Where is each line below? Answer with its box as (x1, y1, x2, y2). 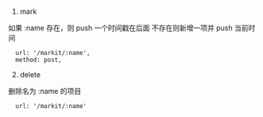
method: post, (15, 56, 62, 64)
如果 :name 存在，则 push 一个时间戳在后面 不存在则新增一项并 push (8, 23, 233, 33)
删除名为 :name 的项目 (8, 87, 82, 96)
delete (19, 70, 41, 79)
